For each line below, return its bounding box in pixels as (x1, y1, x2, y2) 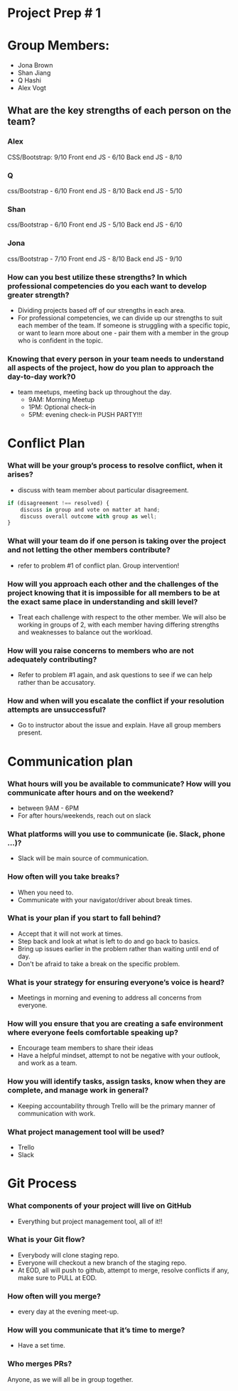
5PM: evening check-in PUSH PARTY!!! (28, 411, 143, 419)
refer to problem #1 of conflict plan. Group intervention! (17, 561, 180, 570)
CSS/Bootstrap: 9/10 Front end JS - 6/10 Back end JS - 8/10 (7, 153, 183, 161)
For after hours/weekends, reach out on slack (17, 811, 151, 820)
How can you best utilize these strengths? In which (7, 272, 187, 282)
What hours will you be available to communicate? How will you (7, 779, 231, 789)
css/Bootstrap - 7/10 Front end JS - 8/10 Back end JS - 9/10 (7, 254, 183, 263)
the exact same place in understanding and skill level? (7, 597, 198, 607)
